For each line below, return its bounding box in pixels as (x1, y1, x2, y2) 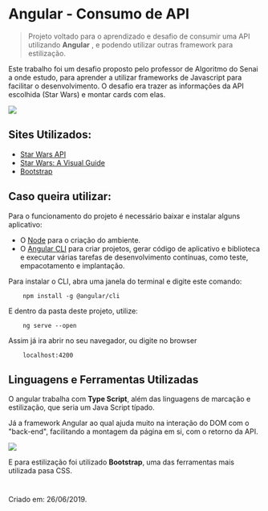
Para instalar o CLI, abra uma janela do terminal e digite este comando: (8, 276, 242, 286)
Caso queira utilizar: (8, 190, 112, 203)
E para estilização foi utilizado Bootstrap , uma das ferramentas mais (8, 457, 235, 467)
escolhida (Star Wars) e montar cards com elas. (8, 89, 166, 99)
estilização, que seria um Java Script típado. (8, 403, 155, 412)
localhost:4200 (22, 351, 74, 359)
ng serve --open (22, 321, 78, 329)
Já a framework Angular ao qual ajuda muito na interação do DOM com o (8, 419, 250, 428)
